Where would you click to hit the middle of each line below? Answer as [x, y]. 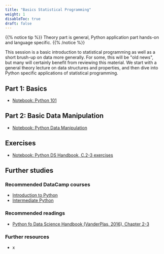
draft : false [18, 23]
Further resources [27, 237]
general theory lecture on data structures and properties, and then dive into [82, 68]
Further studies [29, 171]
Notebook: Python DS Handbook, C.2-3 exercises [63, 155]
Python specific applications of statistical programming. [62, 73]
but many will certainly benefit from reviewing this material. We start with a [81, 63]
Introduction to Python [35, 195]
